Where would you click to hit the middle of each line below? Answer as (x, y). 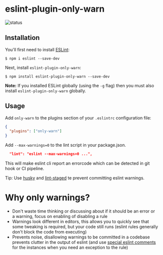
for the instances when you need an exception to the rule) (70, 247)
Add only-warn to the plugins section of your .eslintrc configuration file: (78, 118)
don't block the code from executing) (49, 232)
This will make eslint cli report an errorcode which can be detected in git (77, 163)
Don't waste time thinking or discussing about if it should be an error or (83, 211)
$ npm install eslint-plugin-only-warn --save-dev (57, 77)
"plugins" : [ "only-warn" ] (36, 131)
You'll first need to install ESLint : (37, 49)
